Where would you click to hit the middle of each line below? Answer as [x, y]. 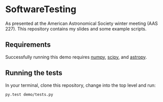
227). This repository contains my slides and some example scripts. [76, 28]
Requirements [28, 45]
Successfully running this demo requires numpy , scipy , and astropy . [76, 57]
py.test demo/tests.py [29, 94]
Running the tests [34, 73]
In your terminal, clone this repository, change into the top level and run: [80, 85]
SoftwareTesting [41, 9]
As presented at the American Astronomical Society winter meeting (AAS [82, 23]
